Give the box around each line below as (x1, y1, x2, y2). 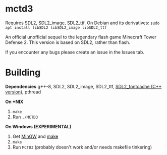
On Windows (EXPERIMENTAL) (5, 123, 72, 129)
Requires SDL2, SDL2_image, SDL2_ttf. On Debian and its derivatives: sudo (5, 20, 160, 26)
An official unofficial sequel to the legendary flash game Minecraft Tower (5, 34, 157, 40)
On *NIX (5, 98, 24, 105)
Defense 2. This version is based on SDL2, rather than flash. (5, 39, 130, 45)
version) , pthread (5, 89, 41, 95)
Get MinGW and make (12, 133, 59, 139)
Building (5, 67, 41, 78)
